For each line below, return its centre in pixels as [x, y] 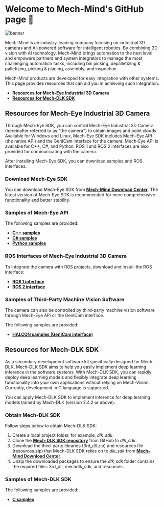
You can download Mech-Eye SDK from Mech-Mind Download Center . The [82, 189]
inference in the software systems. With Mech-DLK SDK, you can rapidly [78, 372]
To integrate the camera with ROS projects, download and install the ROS [79, 267]
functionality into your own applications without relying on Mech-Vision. [78, 382]
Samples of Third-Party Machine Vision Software [65, 299]
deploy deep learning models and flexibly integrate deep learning [71, 377]
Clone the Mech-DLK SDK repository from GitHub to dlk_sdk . [74, 441]
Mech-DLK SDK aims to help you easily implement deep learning [81, 367]
